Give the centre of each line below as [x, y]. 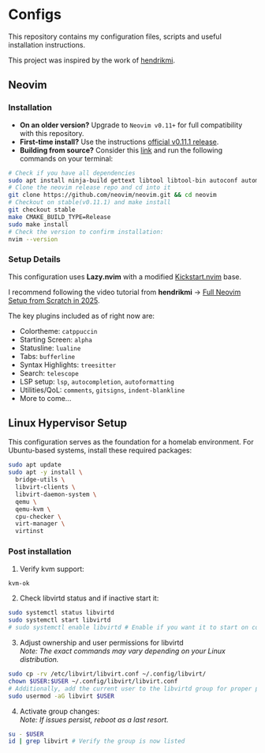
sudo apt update [35, 465]
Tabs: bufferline [47, 356]
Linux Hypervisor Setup [68, 424]
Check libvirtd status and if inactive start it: [89, 598]
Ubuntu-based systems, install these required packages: [100, 450]
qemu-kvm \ [33, 509]
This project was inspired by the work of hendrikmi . [92, 60]
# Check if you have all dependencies [72, 173]
